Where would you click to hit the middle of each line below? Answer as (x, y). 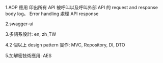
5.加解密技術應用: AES (29, 55)
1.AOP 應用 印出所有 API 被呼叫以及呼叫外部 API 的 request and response (81, 7)
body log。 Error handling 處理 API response (52, 14)
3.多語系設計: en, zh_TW (31, 34)
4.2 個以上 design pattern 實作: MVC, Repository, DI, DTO (65, 45)
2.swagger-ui (19, 24)
